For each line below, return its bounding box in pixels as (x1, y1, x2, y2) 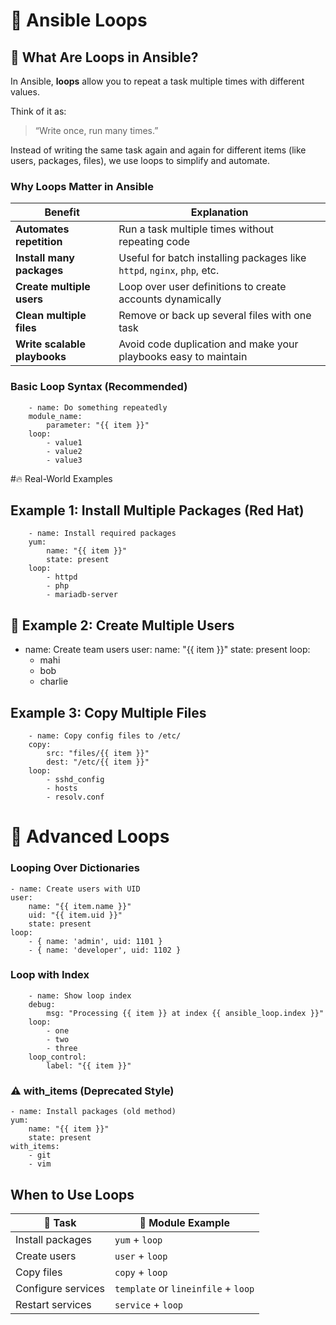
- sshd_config (46, 775, 105, 785)
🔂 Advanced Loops (10, 825, 170, 848)
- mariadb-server (46, 590, 118, 600)
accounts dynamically (118, 292, 222, 306)
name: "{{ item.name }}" (28, 901, 132, 911)
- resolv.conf (46, 792, 105, 803)
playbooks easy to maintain (118, 350, 248, 364)
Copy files (15, 1265, 63, 1279)
